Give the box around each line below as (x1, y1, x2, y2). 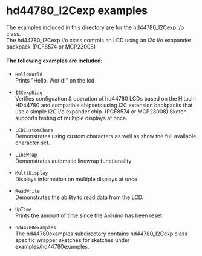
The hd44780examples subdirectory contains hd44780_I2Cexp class (15, 230, 188, 237)
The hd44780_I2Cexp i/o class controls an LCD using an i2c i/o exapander (6, 36, 192, 44)
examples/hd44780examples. (15, 243, 90, 251)
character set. (15, 139, 50, 146)
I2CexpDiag (15, 90, 43, 96)
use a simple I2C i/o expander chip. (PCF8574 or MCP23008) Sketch (15, 108, 187, 115)
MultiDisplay (15, 170, 48, 177)
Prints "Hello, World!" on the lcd (15, 77, 95, 84)
